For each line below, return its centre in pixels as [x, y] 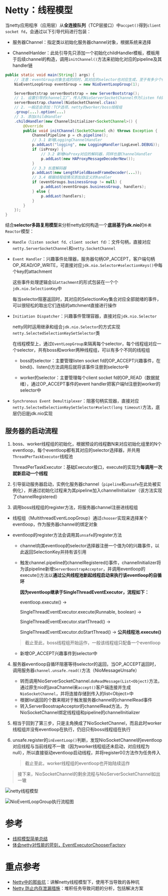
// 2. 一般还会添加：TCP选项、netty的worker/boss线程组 [68, 108]
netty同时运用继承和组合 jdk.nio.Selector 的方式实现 [66, 327]
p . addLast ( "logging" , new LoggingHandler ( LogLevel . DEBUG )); [96, 145]
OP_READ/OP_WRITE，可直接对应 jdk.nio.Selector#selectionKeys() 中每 [87, 265]
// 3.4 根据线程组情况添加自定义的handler [72, 177]
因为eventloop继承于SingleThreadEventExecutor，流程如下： [84, 592]
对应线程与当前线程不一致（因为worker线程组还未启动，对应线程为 [81, 746]
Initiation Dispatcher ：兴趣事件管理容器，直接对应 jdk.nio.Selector [84, 316]
